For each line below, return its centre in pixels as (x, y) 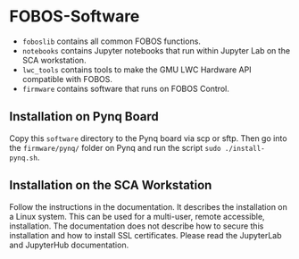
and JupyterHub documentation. (69, 245)
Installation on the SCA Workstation (111, 185)
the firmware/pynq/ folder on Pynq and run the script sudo (115, 147)
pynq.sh (24, 158)
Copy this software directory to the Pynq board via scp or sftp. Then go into (148, 138)
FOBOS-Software (75, 17)
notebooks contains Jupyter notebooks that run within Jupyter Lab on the (156, 50)
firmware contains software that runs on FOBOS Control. (125, 88)
